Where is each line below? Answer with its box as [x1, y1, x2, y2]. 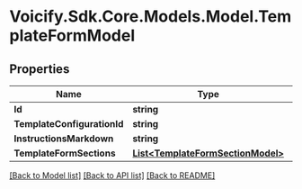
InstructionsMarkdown [13, 132, 114, 145]
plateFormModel [9, 25, 136, 46]
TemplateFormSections [13, 147, 116, 159]
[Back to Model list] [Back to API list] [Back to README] [9, 170, 216, 181]
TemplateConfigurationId [13, 118, 124, 130]
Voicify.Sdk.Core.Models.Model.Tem [9, 6, 292, 27]
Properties [9, 61, 70, 76]
